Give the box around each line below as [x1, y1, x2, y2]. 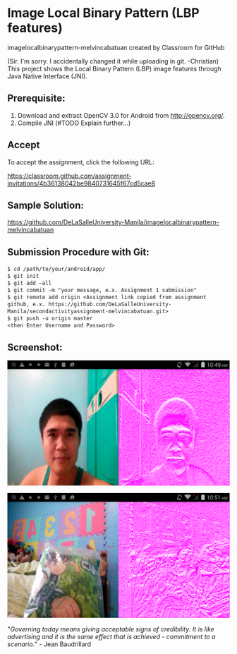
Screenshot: [7, 341, 63, 353]
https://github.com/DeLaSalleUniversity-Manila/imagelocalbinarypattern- [7, 218, 220, 226]
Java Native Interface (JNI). [7, 72, 87, 80]
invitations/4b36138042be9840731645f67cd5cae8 [7, 178, 156, 188]
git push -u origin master [13, 315, 93, 322]
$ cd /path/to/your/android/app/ [7, 266, 106, 273]
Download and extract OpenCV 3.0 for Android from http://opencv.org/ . [17, 111, 226, 119]
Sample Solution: [7, 199, 85, 211]
